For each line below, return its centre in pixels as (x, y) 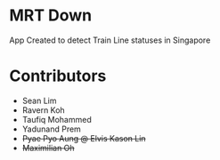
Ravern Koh (43, 110)
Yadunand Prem (52, 129)
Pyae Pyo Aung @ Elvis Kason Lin (84, 138)
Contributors (58, 76)
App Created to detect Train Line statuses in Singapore (110, 40)
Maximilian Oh (48, 148)
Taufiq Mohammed (57, 119)
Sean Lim (39, 100)
